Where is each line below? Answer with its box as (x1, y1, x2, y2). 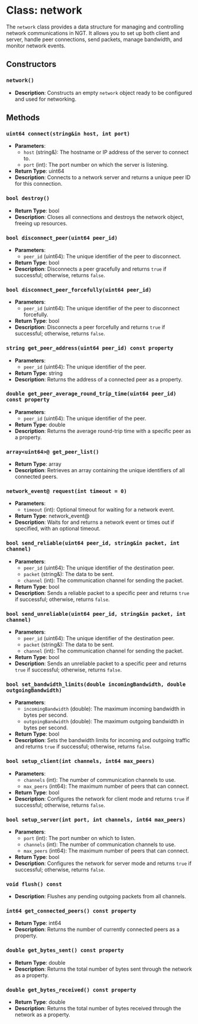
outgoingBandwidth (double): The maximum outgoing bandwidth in (23, 718, 184, 725)
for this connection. (14, 180, 63, 187)
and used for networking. (14, 96, 77, 103)
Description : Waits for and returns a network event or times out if (14, 519, 174, 526)
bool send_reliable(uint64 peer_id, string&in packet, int (6, 540, 180, 546)
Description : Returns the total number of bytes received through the (14, 1005, 181, 1012)
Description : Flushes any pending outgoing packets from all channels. (14, 893, 186, 900)
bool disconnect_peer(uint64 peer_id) (6, 234, 118, 241)
